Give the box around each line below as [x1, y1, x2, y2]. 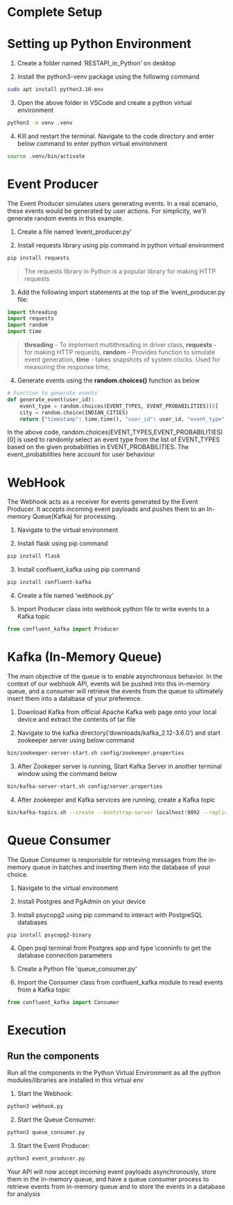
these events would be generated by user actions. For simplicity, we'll [7, 207, 207, 215]
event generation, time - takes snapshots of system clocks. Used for [24, 355, 221, 364]
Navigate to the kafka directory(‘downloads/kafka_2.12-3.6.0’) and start [17, 728, 221, 737]
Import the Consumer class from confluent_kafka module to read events [17, 978, 223, 987]
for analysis [7, 1190, 40, 1198]
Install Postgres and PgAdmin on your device [17, 897, 146, 905]
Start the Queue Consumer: [17, 1115, 96, 1124]
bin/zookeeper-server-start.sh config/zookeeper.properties [7, 749, 185, 757]
